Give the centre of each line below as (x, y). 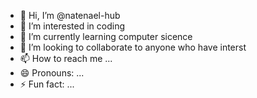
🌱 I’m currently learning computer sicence (106, 36)
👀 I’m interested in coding (72, 26)
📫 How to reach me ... (66, 58)
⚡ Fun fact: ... (47, 84)
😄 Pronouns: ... (52, 73)
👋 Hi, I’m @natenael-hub (70, 15)
